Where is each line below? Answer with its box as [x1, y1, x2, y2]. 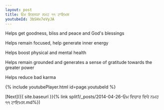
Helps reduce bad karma [5, 74, 56, 80]
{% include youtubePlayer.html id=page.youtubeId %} [5, 84, 116, 90]
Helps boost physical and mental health [5, 49, 86, 55]
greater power [5, 64, 34, 70]
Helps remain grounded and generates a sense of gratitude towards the [5, 59, 153, 65]
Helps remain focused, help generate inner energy [5, 40, 109, 46]
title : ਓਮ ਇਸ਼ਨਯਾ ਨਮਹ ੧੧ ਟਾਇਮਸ [5, 12, 70, 17]
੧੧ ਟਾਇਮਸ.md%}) [5, 99, 41, 105]
